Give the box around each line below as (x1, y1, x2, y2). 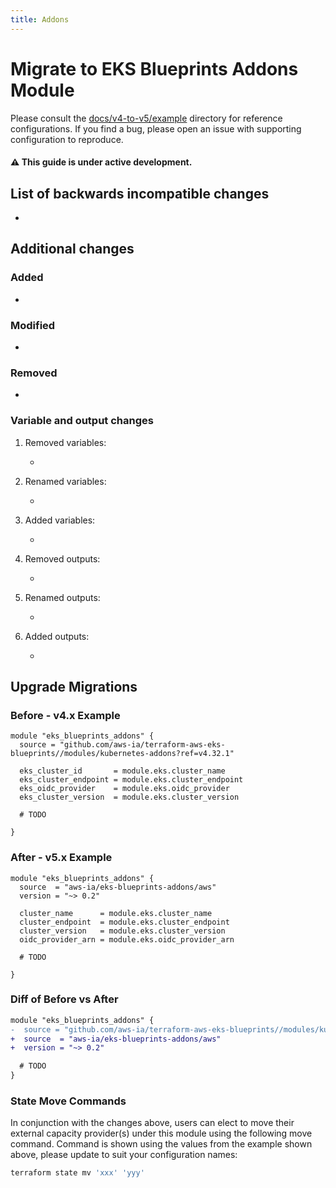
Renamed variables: (24, 475, 107, 487)
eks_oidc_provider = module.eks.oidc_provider (19, 784, 230, 794)
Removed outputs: (24, 552, 101, 565)
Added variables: (24, 514, 96, 526)
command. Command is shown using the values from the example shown (10, 1138, 313, 1150)
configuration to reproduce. (10, 133, 124, 145)
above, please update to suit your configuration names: (10, 1149, 238, 1161)
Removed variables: (24, 436, 107, 448)
